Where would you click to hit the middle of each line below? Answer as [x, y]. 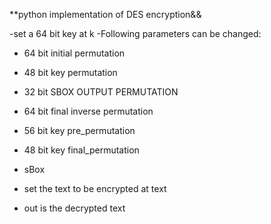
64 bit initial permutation [74, 53]
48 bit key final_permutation [81, 150]
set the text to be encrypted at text [95, 188]
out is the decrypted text [74, 208]
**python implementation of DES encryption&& [105, 14]
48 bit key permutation [70, 72]
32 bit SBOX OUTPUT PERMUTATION [101, 92]
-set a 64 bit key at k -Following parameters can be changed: [135, 33]
